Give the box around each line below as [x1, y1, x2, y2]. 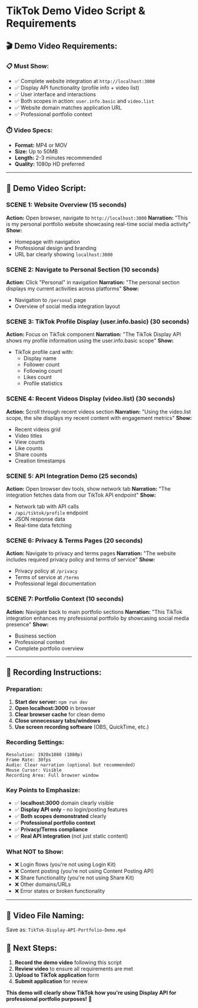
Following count [23, 367, 62, 375]
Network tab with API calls [14, 503, 80, 510]
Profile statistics [23, 380, 63, 387]
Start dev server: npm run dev [14, 698, 88, 705]
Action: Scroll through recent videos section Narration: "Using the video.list [6, 408, 192, 415]
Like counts [14, 444, 43, 452]
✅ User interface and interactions [14, 90, 96, 98]
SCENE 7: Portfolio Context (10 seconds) [6, 595, 124, 603]
